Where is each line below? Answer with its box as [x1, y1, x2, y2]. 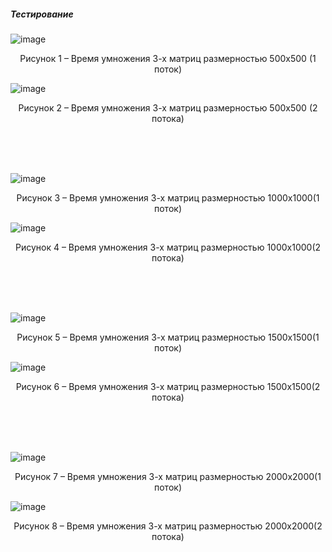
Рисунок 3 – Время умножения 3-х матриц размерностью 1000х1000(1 [16, 191, 320, 204]
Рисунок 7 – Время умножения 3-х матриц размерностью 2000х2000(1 [14, 470, 322, 482]
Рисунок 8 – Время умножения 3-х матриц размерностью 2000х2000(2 [13, 520, 323, 532]
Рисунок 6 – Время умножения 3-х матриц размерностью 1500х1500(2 [15, 380, 321, 392]
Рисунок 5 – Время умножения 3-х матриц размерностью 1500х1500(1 [16, 331, 320, 343]
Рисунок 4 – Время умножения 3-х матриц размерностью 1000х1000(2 [14, 241, 322, 253]
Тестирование [10, 8, 74, 20]
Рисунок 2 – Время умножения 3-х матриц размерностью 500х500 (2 [18, 101, 318, 114]
